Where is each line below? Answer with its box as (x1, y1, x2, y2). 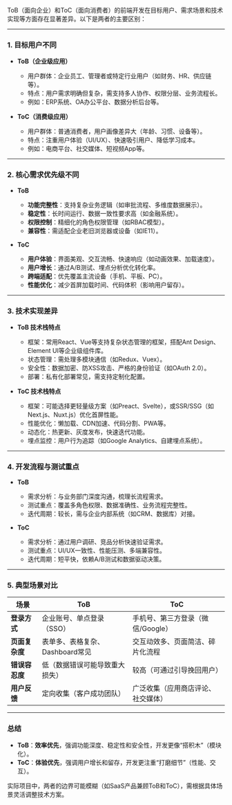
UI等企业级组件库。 (52, 346, 107, 354)
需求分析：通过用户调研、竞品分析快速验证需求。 (27, 538, 167, 546)
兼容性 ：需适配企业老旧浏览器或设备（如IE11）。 (27, 226, 162, 235)
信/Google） (132, 624, 173, 633)
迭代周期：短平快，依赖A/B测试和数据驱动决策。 (27, 555, 166, 563)
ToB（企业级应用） (17, 57, 71, 66)
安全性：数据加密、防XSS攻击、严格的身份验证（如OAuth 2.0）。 (27, 363, 211, 372)
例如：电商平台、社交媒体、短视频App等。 (27, 145, 148, 153)
